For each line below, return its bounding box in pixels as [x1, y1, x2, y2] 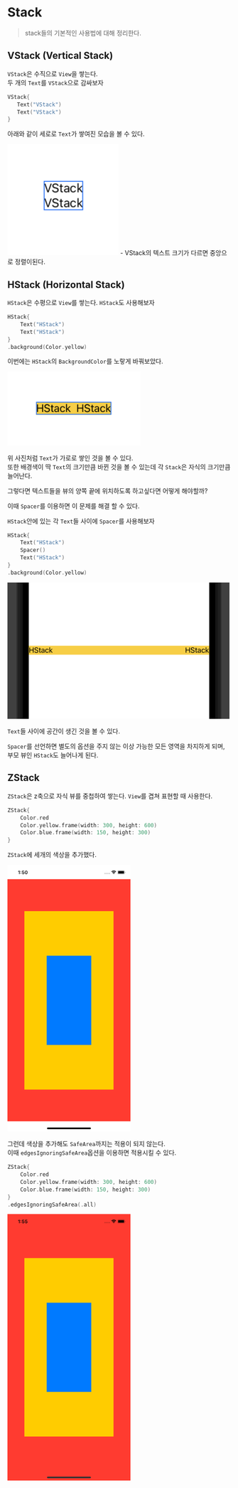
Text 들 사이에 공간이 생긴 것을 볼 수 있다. [7, 727, 121, 735]
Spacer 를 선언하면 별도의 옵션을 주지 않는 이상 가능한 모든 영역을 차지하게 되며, [7, 742, 225, 750]
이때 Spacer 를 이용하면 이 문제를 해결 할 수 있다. [7, 502, 140, 510]
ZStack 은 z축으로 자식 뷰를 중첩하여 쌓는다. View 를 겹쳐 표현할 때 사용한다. [7, 792, 213, 800]
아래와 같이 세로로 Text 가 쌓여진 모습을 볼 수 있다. [7, 129, 145, 139]
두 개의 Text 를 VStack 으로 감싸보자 [7, 78, 104, 87]
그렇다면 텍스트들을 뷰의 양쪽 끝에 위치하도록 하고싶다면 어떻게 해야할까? [7, 486, 208, 495]
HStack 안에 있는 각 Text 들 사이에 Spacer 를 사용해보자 [7, 517, 155, 525]
